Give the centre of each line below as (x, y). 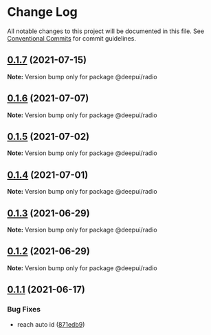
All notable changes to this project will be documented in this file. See (106, 31)
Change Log (42, 12)
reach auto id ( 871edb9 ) (51, 324)
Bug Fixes (24, 309)
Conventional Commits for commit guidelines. (71, 38)
